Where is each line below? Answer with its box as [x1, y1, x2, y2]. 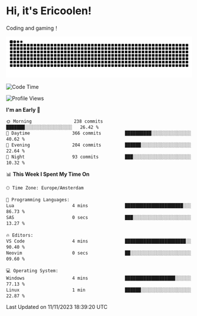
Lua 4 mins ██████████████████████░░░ [6, 202, 192, 208]
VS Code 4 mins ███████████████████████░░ [6, 238, 192, 244]
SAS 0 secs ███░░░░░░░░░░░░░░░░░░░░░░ [6, 214, 192, 220]
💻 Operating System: [6, 267, 59, 273]
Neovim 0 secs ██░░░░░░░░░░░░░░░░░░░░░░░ [6, 250, 192, 256]
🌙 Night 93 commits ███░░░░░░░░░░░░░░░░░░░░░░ [6, 154, 192, 160]
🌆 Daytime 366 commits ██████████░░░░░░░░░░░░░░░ [6, 130, 192, 136]
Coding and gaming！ [6, 24, 59, 31]
